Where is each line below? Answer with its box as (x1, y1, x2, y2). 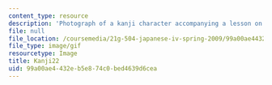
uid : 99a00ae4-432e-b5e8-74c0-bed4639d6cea (8, 65, 158, 73)
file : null (8, 27, 45, 35)
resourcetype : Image (8, 49, 79, 57)
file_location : (8, 34, 60, 43)
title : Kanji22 (8, 57, 60, 66)
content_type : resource (8, 11, 89, 20)
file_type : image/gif (8, 42, 82, 50)
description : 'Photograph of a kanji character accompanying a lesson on (8, 19, 263, 28)
